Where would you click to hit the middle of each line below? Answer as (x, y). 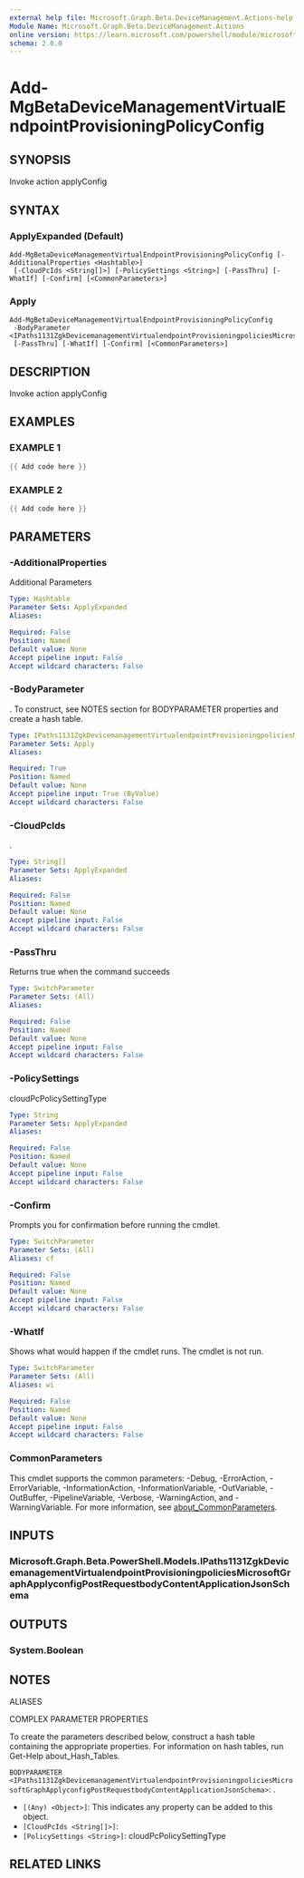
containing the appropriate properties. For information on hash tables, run (147, 1746)
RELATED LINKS (55, 1864)
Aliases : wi (32, 1385)
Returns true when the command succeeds (90, 972)
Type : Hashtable (40, 599)
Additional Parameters (51, 582)
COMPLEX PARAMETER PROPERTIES (79, 1718)
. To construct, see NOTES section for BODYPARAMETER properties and (144, 709)
